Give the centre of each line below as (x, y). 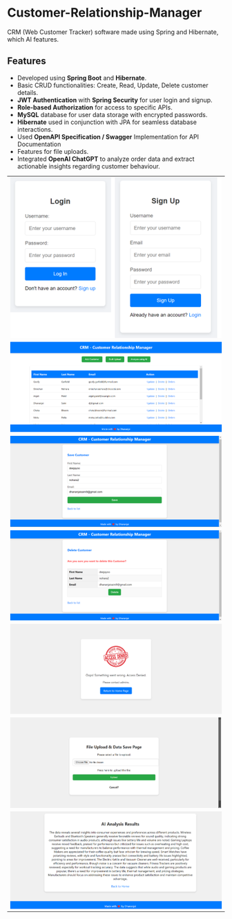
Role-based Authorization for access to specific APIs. (95, 107)
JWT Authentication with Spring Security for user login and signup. (115, 100)
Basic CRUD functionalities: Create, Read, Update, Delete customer (113, 85)
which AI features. (33, 39)
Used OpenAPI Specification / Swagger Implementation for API (108, 137)
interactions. (35, 129)
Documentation (39, 144)
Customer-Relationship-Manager (105, 13)
